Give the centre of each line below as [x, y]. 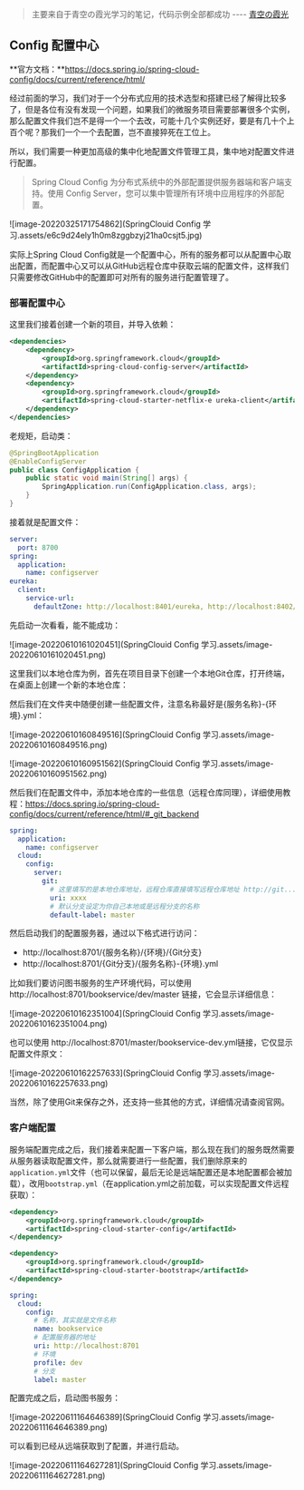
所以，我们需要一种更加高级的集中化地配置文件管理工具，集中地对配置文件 [148, 151]
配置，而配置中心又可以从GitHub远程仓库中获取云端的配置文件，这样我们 [153, 266]
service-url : [50, 599]
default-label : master [92, 915]
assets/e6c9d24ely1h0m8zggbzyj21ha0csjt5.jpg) [111, 235]
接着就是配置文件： [45, 521]
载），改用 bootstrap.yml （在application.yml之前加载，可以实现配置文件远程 [149, 1183]
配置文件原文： [37, 1054]
